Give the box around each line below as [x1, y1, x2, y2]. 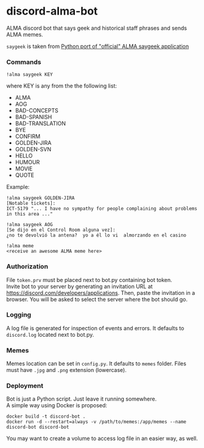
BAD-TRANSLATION [15, 120, 66, 127]
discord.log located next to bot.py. [6, 331, 94, 338]
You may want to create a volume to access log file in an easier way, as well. [6, 435, 198, 442]
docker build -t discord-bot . [6, 413, 86, 420]
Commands [6, 58, 41, 66]
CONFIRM [15, 133, 41, 140]
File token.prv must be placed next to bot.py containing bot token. [6, 276, 172, 283]
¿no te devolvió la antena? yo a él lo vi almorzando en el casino [6, 232, 187, 238]
